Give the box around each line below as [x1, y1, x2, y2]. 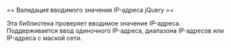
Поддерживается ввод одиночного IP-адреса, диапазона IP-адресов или [6, 27, 224, 35]
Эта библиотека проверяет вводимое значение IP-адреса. [6, 19, 182, 27]
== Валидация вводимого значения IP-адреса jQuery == [6, 6, 175, 14]
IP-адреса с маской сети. [6, 34, 83, 42]
